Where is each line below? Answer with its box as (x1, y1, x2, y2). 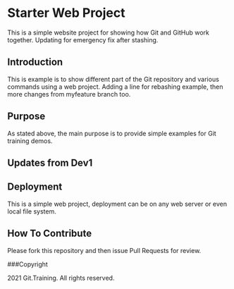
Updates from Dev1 (7, 156, 93, 168)
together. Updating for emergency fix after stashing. (7, 35, 159, 44)
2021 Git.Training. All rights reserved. (7, 273, 115, 282)
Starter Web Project (7, 5, 125, 21)
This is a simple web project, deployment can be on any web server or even (7, 199, 228, 208)
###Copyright (7, 259, 48, 269)
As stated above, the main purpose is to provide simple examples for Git (7, 129, 216, 137)
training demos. (7, 136, 53, 145)
